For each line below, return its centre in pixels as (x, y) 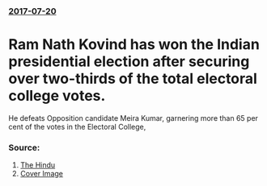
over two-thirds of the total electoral (133, 79)
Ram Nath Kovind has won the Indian (134, 45)
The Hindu (38, 165)
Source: (24, 147)
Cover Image (41, 174)
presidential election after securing (129, 62)
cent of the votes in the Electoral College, (77, 126)
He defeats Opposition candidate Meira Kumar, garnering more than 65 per (133, 118)
